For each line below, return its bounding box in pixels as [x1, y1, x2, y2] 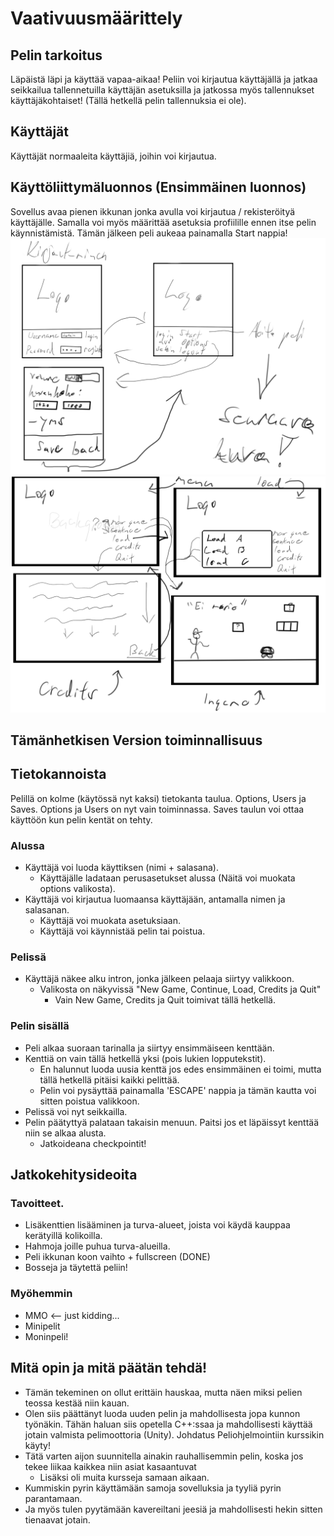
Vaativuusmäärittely [10, 7, 183, 30]
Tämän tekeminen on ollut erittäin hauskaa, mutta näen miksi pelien [24, 1386, 303, 1398]
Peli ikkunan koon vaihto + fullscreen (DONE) [24, 1251, 211, 1263]
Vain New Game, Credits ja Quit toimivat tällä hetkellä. [54, 994, 276, 1006]
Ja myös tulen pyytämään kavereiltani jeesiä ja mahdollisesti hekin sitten [24, 1503, 323, 1515]
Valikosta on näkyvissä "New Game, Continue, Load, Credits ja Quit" [39, 983, 322, 996]
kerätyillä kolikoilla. [24, 1230, 103, 1242]
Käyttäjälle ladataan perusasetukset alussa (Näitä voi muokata [39, 872, 296, 884]
